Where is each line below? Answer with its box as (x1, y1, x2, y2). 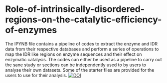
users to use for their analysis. (5, 72, 67, 78)
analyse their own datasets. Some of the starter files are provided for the (5, 67, 155, 73)
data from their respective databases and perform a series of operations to (5, 46, 159, 52)
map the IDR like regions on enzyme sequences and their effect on (5, 51, 142, 57)
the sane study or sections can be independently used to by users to (5, 62, 147, 68)
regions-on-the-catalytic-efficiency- (5, 14, 162, 25)
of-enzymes (5, 25, 57, 36)
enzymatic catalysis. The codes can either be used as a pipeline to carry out (5, 56, 162, 62)
